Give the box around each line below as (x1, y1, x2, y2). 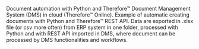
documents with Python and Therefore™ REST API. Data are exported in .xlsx (6, 18, 194, 24)
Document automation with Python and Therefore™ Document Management (6, 5, 191, 12)
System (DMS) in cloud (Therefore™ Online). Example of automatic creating (6, 11, 190, 18)
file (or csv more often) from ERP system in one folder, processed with (6, 24, 178, 31)
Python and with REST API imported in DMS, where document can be (6, 30, 176, 37)
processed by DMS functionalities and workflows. (6, 37, 128, 43)
